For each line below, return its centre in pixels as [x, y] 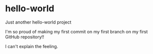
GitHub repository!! [25, 37]
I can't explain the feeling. [32, 46]
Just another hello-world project [38, 22]
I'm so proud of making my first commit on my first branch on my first [76, 31]
